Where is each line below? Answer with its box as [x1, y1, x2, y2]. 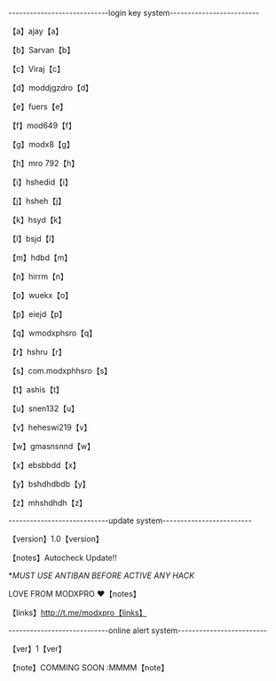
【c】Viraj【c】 [8, 64, 66, 74]
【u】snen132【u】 [8, 403, 79, 414]
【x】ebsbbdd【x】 [8, 460, 81, 470]
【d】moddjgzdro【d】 [8, 83, 94, 92]
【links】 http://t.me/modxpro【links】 [8, 607, 147, 618]
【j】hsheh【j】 [8, 195, 67, 206]
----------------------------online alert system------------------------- [8, 625, 268, 636]
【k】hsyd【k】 [8, 215, 67, 225]
